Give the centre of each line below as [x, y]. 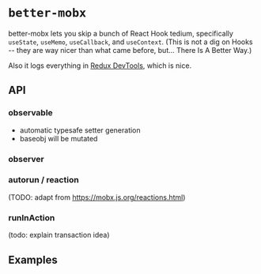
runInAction [32, 217]
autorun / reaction [43, 180]
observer [26, 159]
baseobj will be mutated [59, 138]
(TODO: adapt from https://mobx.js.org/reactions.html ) [97, 197]
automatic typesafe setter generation [80, 130]
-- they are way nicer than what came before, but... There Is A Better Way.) [130, 50]
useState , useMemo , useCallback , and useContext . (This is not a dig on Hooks [130, 42]
